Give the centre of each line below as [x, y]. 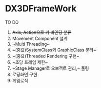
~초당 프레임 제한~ [30, 62]
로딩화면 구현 [25, 74]
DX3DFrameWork [41, 9]
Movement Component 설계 [40, 38]
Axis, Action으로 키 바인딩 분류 [42, 32]
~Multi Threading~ [31, 44]
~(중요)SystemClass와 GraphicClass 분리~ [54, 50]
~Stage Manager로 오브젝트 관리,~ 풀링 [50, 68]
